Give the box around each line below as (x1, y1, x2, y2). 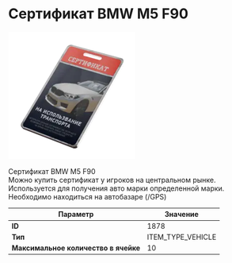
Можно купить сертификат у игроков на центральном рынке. (8, 175, 216, 184)
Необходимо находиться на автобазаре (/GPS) (8, 191, 167, 201)
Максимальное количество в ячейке (11, 243, 141, 253)
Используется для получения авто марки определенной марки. (8, 184, 225, 193)
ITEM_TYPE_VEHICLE (146, 232, 217, 242)
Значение (165, 210, 200, 219)
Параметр (58, 210, 94, 219)
